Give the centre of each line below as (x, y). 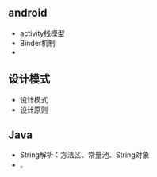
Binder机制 (37, 43)
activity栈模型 (42, 33)
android (28, 13)
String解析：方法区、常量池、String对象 (84, 155)
